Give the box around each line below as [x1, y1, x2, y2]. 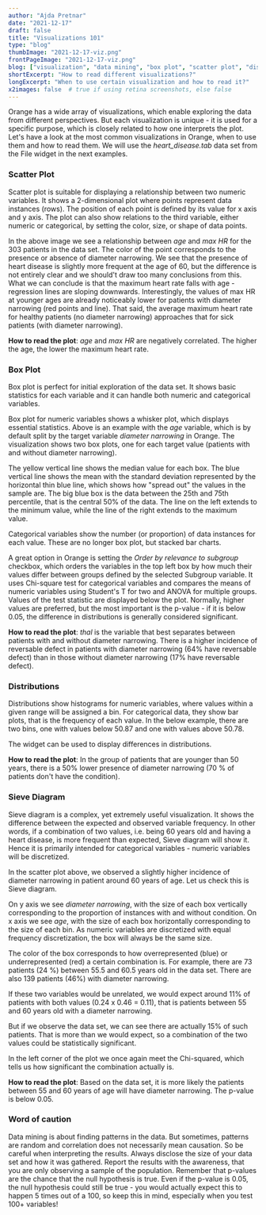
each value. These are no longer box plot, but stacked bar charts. [8, 537, 222, 547]
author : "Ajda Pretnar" [8, 11, 87, 20]
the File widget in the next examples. [8, 149, 128, 159]
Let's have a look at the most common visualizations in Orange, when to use [8, 132, 257, 142]
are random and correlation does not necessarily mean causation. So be [8, 1140, 244, 1150]
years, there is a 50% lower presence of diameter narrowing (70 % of [8, 763, 235, 773]
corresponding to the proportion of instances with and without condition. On [8, 907, 257, 917]
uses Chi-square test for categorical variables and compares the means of [8, 578, 252, 588]
